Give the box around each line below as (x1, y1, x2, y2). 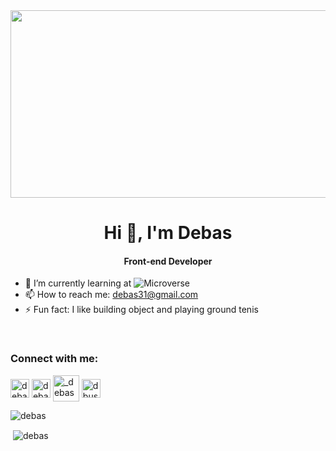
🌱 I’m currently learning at (24, 277, 132, 289)
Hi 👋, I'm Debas (103, 222, 233, 244)
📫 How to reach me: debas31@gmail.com (24, 289, 199, 301)
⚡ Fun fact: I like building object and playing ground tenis (24, 304, 259, 316)
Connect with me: (10, 352, 99, 366)
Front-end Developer (123, 255, 213, 267)
